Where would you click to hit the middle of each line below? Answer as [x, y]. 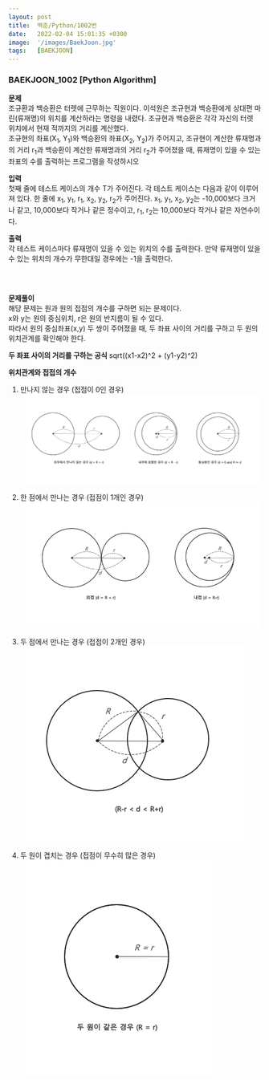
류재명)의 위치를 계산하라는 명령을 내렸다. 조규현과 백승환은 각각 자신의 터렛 [135, 118]
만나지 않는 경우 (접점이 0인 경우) [72, 389]
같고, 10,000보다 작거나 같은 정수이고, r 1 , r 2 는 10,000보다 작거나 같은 [124, 211]
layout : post [30, 17]
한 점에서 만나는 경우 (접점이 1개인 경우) [82, 497]
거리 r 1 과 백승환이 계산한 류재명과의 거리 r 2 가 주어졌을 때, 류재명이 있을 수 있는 [139, 151]
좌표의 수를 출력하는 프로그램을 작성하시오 [74, 161]
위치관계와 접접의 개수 [43, 372]
